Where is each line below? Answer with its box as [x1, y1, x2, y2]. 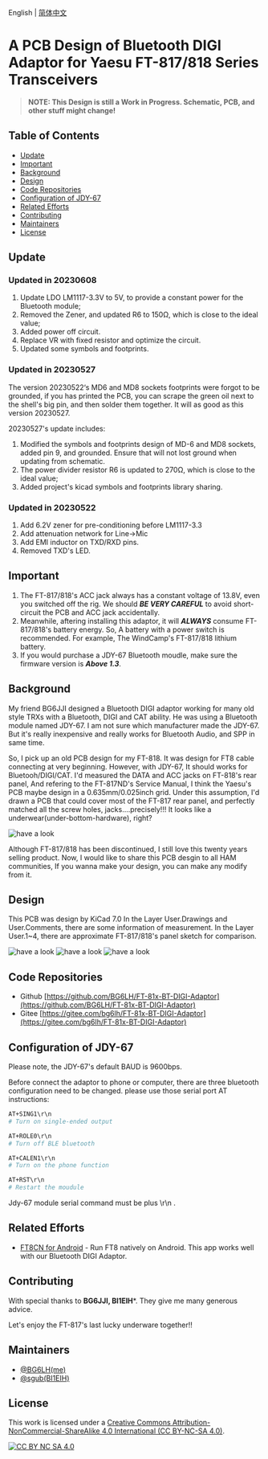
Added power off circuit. [19, 327, 101, 337]
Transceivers [8, 71, 99, 89]
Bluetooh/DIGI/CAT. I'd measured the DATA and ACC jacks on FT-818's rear [8, 770, 257, 780]
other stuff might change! [27, 105, 116, 115]
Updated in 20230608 [8, 275, 97, 286]
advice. [8, 1304, 33, 1314]
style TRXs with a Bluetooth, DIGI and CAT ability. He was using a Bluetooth [8, 711, 258, 722]
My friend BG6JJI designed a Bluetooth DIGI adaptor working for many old [8, 703, 254, 713]
